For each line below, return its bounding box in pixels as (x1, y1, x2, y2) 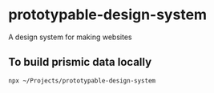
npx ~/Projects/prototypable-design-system (8, 76, 156, 85)
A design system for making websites (8, 32, 132, 42)
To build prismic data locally (8, 55, 152, 69)
